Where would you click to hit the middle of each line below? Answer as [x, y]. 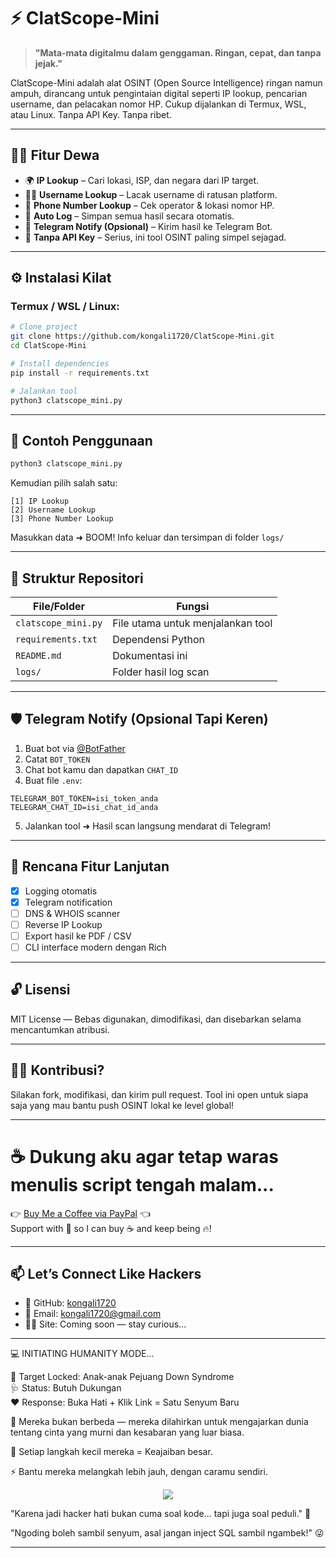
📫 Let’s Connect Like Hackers [106, 1274]
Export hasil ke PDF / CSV [78, 936]
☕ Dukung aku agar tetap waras [144, 1156]
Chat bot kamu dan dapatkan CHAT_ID [101, 769]
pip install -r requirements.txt [80, 373]
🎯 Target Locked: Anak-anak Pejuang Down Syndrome [122, 1377]
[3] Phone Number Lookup [62, 519]
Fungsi [193, 607]
